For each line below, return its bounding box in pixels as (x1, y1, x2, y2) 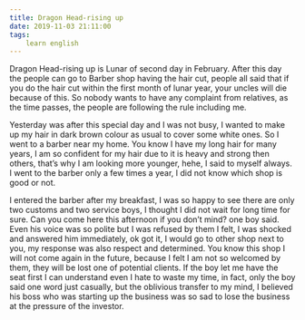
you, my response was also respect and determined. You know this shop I (9, 243, 286, 254)
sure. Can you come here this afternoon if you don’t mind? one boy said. (9, 214, 280, 225)
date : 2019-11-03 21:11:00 (9, 22, 112, 31)
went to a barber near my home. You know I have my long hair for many (9, 139, 277, 150)
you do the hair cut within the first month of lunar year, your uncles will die (9, 82, 288, 93)
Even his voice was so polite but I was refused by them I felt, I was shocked (9, 224, 292, 235)
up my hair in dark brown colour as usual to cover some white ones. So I (9, 129, 280, 141)
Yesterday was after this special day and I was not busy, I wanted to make (9, 120, 286, 131)
